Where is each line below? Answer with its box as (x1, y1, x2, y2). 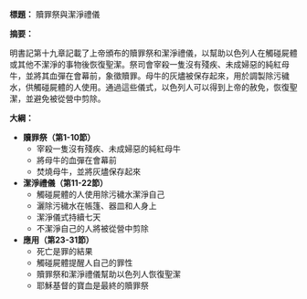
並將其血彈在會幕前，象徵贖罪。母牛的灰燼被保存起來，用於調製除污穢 (25, 70, 290, 81)
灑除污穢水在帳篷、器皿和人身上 (36, 201, 157, 211)
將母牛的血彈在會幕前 (36, 155, 117, 165)
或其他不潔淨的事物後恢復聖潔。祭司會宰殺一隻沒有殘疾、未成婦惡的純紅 (9, 59, 281, 69)
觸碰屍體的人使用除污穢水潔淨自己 (36, 189, 165, 200)
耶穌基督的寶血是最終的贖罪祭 (36, 280, 149, 291)
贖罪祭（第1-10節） (22, 132, 96, 142)
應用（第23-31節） (22, 234, 94, 245)
